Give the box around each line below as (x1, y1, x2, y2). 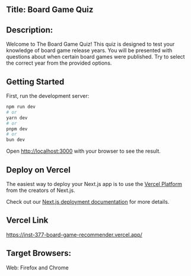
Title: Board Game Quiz (6, 5, 94, 15)
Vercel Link (6, 216, 49, 226)
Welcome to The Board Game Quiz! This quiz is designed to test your (6, 41, 175, 48)
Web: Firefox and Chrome (6, 264, 69, 271)
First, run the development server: (6, 92, 90, 100)
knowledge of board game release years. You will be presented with (6, 47, 173, 54)
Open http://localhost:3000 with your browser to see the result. (6, 147, 161, 155)
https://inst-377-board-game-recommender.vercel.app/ (6, 231, 142, 238)
